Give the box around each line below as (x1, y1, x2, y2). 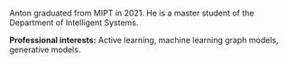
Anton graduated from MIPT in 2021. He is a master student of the (9, 8, 255, 18)
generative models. (9, 44, 81, 55)
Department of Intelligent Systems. (9, 17, 139, 28)
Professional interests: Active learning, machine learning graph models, (9, 35, 279, 45)
